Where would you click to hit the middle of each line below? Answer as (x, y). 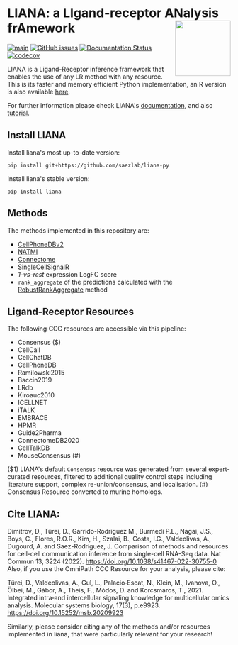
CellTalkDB (34, 448)
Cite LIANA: (34, 514)
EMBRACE (33, 418)
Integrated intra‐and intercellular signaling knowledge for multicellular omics (118, 598)
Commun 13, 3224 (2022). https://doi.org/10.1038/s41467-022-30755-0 (112, 561)
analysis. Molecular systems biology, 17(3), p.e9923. (84, 605)
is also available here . (39, 92)
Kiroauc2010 (36, 395)
